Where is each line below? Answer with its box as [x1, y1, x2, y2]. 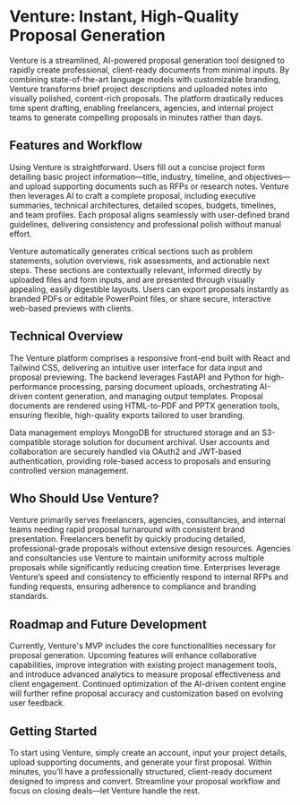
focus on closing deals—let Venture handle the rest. [9, 785, 201, 796]
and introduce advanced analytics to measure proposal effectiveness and [9, 669, 281, 680]
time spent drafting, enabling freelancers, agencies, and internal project [9, 102, 274, 113]
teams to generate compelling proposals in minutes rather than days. [9, 112, 263, 123]
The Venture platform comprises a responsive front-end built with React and [9, 352, 291, 364]
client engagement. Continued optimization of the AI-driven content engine [9, 679, 287, 689]
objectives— [244, 171, 291, 182]
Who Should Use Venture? [9, 491, 159, 506]
